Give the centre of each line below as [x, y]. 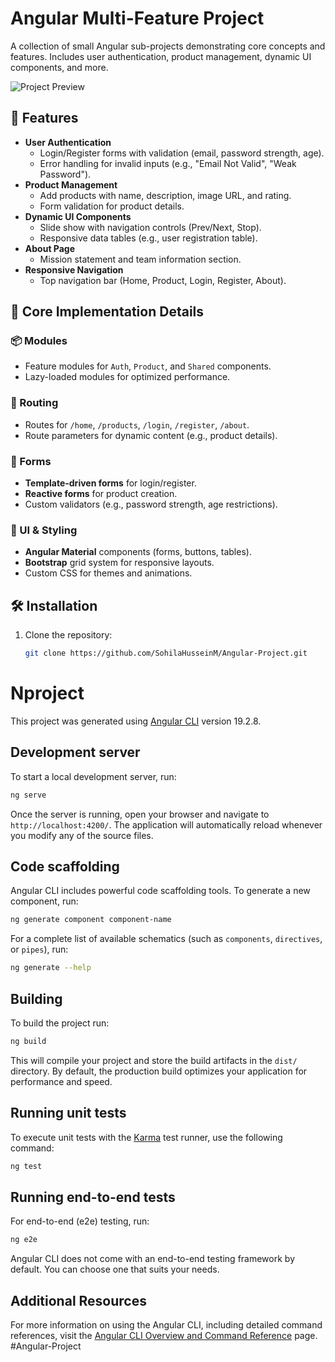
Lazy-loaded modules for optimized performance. [127, 377]
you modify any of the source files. [82, 835]
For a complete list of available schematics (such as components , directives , [166, 939]
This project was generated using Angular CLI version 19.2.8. [136, 721]
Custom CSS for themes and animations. [108, 573]
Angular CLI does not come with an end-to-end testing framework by [152, 1259]
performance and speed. [61, 1081]
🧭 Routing [34, 403]
